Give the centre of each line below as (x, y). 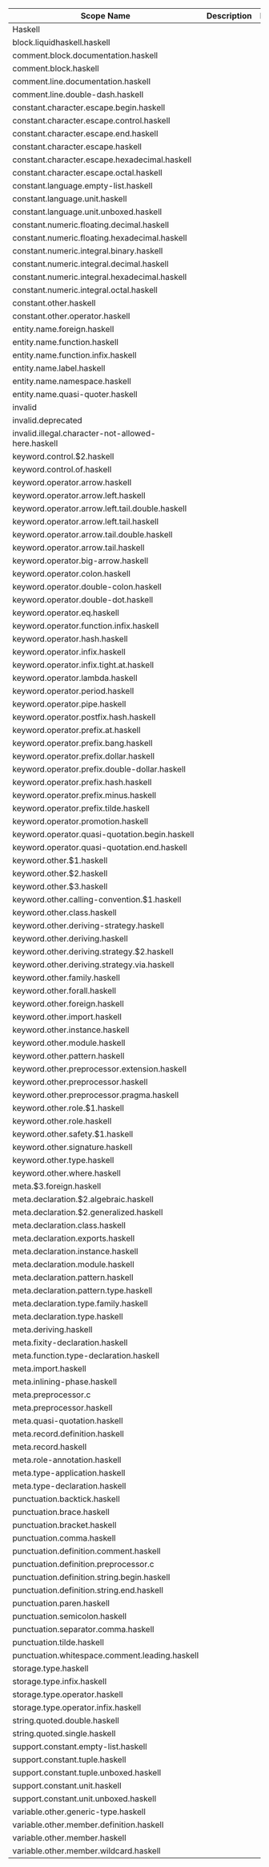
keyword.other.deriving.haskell (70, 939)
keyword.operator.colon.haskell (71, 574)
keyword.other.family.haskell (66, 978)
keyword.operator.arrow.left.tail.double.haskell (100, 508)
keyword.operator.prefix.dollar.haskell (83, 756)
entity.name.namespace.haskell (72, 381)
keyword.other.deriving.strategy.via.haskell (93, 964)
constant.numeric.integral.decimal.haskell (91, 264)
